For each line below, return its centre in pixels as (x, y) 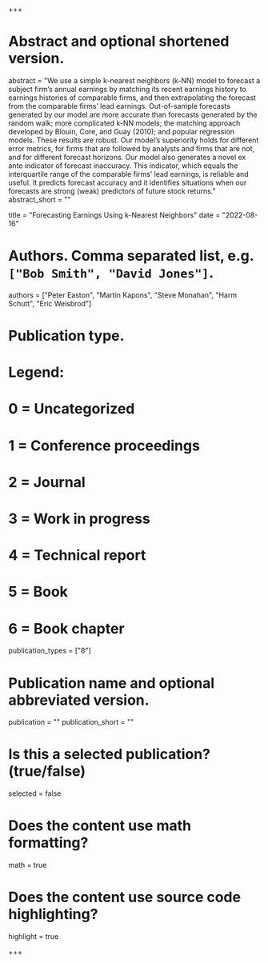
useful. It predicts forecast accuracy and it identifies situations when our (128, 182)
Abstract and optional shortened (119, 42)
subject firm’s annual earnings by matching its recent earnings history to (127, 89)
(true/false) (47, 771)
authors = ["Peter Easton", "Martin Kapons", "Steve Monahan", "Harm (123, 295)
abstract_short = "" (40, 199)
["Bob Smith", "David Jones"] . (111, 273)
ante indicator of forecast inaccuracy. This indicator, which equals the (123, 166)
